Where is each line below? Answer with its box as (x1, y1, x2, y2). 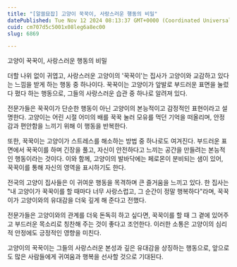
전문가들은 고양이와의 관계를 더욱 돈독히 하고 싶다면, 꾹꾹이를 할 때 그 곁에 (7, 211, 210, 220)
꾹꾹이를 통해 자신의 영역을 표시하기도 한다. (7, 163, 126, 172)
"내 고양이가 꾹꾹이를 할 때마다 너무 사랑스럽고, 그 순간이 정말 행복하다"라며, (7, 187, 217, 196)
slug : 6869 (7, 30, 39, 37)
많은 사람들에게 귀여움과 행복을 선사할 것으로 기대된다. (14, 252, 164, 261)
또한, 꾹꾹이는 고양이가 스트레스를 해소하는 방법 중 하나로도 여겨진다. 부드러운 (7, 137, 220, 146)
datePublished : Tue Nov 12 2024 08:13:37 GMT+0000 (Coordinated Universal (7, 17, 232, 24)
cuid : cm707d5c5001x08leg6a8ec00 (7, 23, 106, 30)
